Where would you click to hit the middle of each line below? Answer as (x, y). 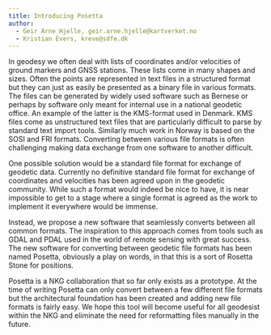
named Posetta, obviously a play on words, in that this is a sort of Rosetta (131, 257)
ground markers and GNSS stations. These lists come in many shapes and (132, 71)
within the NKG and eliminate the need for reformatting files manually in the (134, 316)
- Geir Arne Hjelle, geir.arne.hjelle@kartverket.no (106, 31)
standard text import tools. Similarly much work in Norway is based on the (131, 131)
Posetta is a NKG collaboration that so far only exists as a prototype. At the (133, 281)
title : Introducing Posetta (56, 16)
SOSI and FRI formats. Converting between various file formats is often (127, 140)
